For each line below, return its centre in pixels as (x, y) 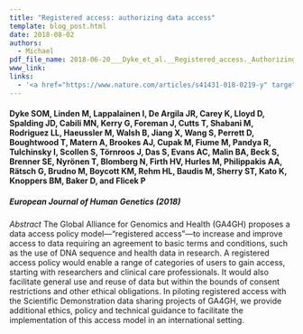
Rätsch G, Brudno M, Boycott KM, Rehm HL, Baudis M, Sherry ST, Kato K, (148, 172)
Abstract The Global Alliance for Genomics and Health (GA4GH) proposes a (150, 224)
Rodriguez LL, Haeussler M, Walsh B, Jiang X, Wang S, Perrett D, (132, 133)
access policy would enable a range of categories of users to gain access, (147, 263)
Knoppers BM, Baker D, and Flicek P (78, 181)
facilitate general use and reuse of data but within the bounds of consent (145, 282)
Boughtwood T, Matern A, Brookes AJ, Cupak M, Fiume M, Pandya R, (141, 143)
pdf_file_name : (38, 60)
